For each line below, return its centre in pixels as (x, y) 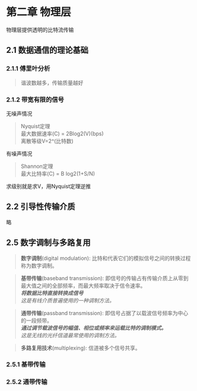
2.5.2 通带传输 (27, 382)
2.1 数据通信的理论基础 (47, 50)
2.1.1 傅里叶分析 (28, 69)
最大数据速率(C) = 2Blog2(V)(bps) (62, 133)
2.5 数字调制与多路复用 (48, 243)
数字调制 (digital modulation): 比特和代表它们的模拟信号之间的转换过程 (106, 258)
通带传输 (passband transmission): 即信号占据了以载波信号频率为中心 (104, 313)
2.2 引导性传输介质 (41, 207)
